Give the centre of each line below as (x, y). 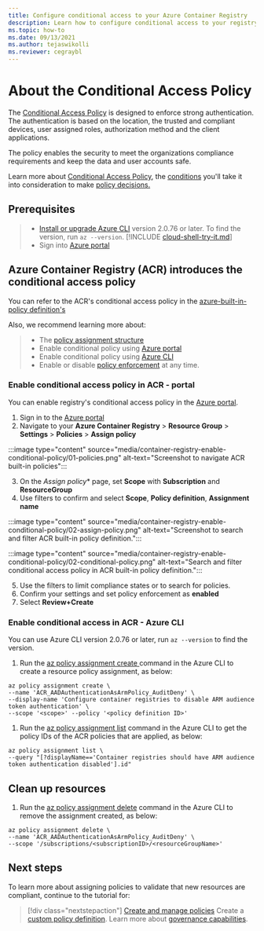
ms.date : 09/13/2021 (42, 37)
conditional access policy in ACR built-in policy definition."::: (105, 570)
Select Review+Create (57, 602)
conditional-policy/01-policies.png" (65, 457)
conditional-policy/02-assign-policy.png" (75, 530)
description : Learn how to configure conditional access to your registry (133, 23)
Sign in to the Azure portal (62, 417)
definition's (48, 309)
